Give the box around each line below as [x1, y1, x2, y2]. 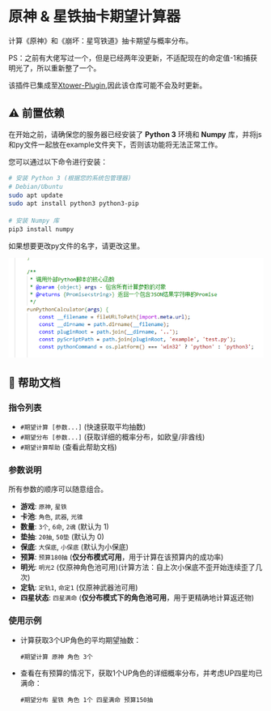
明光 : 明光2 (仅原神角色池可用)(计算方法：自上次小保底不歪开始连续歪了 [19, 563, 256, 572]
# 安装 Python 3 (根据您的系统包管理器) [8, 173, 132, 182]
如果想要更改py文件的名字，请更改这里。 [8, 241, 145, 251]
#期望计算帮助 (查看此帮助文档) [19, 443, 117, 452]
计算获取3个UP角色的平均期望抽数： [19, 635, 142, 645]
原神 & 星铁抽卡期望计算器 [8, 7, 181, 26]
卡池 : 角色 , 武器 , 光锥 [19, 512, 83, 521]
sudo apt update [8, 191, 63, 199]
